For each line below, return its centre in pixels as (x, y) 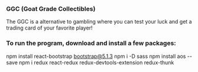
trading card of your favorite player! (49, 28)
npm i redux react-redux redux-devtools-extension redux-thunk (96, 62)
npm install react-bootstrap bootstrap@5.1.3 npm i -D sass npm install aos (96, 56)
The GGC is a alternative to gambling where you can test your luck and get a (99, 22)
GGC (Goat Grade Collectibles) (51, 9)
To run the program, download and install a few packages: (91, 43)
